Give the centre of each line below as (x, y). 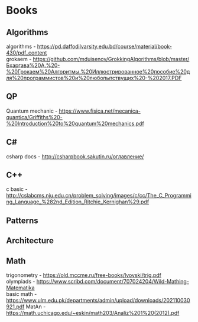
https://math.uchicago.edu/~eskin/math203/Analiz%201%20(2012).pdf (93, 313)
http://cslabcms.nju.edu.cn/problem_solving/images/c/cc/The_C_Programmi (99, 196)
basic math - (22, 294)
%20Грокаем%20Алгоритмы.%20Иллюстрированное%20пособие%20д (98, 71)
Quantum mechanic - (32, 111)
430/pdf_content (27, 53)
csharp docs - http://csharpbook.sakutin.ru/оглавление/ (75, 156)
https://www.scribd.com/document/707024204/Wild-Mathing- (113, 282)
